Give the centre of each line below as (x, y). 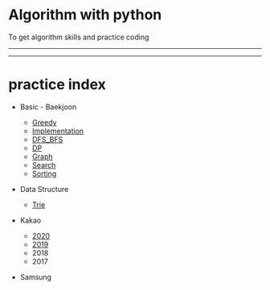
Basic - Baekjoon (48, 107)
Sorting (44, 174)
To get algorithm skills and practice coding (79, 37)
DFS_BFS (47, 139)
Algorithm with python (85, 15)
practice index (57, 85)
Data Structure (44, 189)
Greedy (44, 122)
